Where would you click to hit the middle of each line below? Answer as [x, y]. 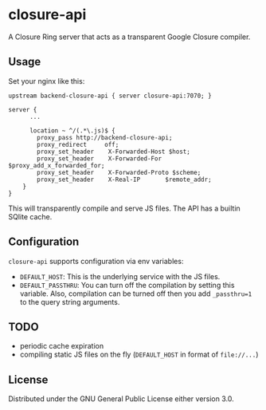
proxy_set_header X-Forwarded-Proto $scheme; [119, 172]
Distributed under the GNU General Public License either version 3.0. [121, 399]
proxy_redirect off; [78, 144]
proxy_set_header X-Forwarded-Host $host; [114, 152]
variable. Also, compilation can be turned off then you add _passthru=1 [136, 294]
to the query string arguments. [70, 302]
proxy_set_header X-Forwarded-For [99, 158]
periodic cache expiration [62, 346]
